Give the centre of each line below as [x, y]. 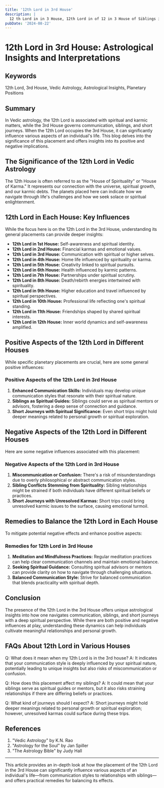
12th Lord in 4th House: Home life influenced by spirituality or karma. [82, 259]
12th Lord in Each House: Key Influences [68, 217]
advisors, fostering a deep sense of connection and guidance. [75, 406]
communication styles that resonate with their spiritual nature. [74, 395]
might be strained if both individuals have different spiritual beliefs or [81, 490]
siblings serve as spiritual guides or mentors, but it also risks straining [75, 688]
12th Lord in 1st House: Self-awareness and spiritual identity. [73, 244]
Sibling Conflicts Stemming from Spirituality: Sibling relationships [79, 485]
